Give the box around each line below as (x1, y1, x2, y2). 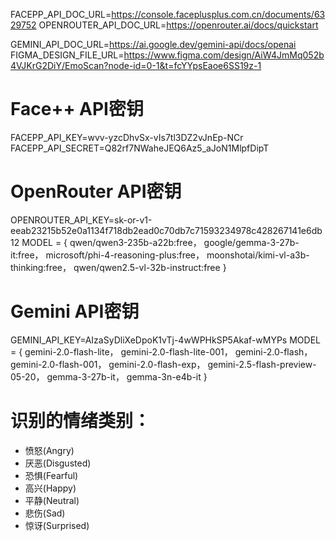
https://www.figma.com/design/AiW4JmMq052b (123, 49, 325, 61)
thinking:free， (10, 261, 72, 273)
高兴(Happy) (24, 482, 77, 494)
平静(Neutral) (24, 494, 80, 506)
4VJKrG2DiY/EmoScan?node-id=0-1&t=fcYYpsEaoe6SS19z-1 (10, 60, 262, 71)
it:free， (10, 249, 44, 261)
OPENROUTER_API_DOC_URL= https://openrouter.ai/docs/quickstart (38, 19, 319, 31)
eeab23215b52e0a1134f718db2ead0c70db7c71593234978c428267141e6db (10, 224, 323, 236)
